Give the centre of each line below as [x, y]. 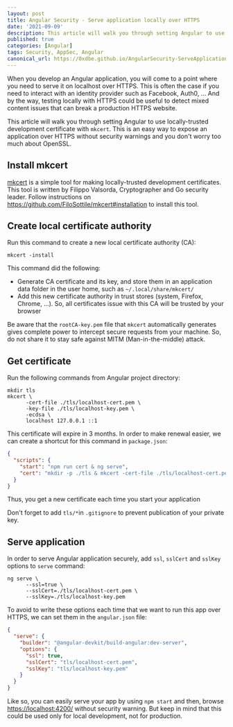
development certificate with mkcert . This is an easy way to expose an [107, 128]
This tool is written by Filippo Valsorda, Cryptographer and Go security [108, 189]
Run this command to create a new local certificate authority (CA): [102, 243]
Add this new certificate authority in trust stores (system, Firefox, [110, 296]
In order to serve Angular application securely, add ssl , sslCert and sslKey [114, 558]
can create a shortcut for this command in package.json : [87, 441]
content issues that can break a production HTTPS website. [92, 108]
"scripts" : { [32, 461]
